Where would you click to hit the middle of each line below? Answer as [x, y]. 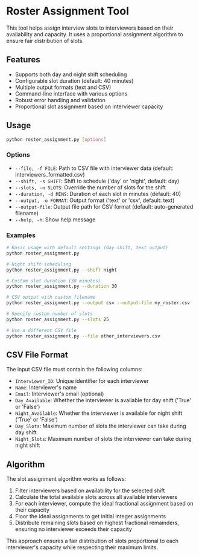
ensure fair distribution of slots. [45, 41]
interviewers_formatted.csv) [50, 174]
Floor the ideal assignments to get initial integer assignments [90, 516]
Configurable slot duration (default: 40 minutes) [74, 80]
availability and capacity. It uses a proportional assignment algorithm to [95, 34]
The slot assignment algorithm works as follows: [66, 479]
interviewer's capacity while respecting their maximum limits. [82, 547]
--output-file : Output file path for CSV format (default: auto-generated [104, 206]
